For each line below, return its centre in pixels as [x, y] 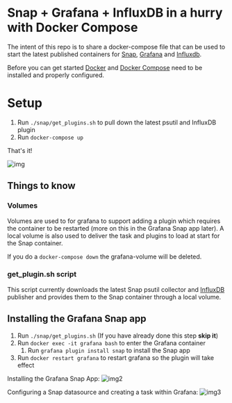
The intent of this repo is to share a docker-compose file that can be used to [116, 47]
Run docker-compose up [50, 137]
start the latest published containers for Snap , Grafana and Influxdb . [105, 54]
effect [26, 365]
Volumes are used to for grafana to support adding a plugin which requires [114, 221]
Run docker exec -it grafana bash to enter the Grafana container [111, 343]
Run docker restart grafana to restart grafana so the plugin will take [115, 357]
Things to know [41, 186]
